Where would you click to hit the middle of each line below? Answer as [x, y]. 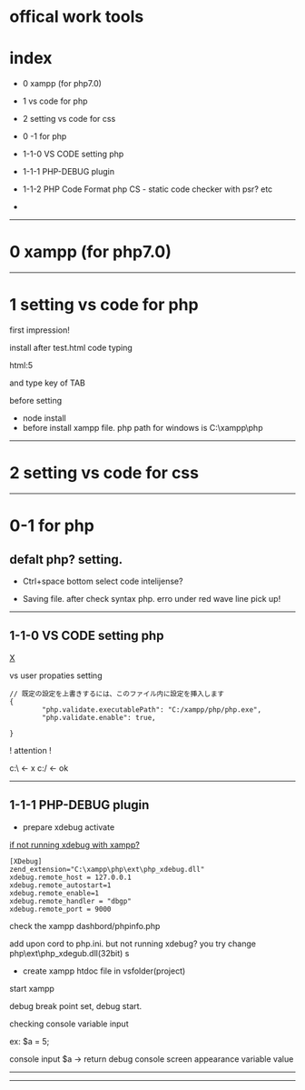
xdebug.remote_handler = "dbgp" [70, 901]
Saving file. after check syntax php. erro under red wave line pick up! [152, 598]
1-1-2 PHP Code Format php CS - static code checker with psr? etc [148, 189]
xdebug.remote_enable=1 [54, 893]
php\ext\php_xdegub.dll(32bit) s [69, 953]
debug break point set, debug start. [76, 1005]
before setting [35, 400]
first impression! [40, 330]
